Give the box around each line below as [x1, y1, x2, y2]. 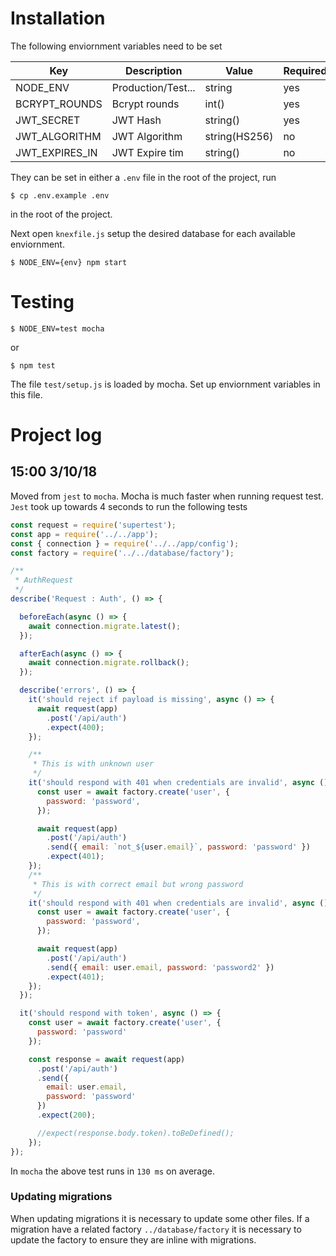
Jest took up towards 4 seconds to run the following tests [10, 500, 248, 512]
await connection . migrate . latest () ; [28, 621, 182, 631]
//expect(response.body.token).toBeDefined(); [36, 1128, 235, 1138]
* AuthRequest [14, 575, 74, 586]
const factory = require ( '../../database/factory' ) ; [10, 548, 235, 558]
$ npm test [10, 360, 56, 371]
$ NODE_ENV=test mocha [10, 323, 105, 334]
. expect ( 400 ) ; [46, 722, 105, 732]
